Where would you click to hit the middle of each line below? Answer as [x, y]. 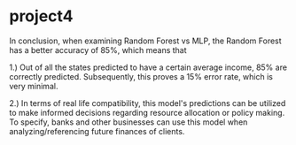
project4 [41, 16]
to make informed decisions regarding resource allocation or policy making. [147, 112]
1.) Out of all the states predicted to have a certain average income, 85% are [148, 67]
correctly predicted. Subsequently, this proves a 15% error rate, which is [141, 76]
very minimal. [34, 86]
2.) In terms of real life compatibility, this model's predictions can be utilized [148, 103]
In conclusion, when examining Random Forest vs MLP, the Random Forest [145, 41]
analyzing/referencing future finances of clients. [97, 131]
